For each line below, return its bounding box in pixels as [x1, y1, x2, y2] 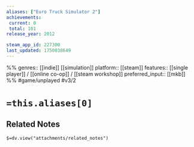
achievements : [6, 14, 42, 20]
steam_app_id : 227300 [6, 42, 61, 48]
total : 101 [8, 25, 36, 32]
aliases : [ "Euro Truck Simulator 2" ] [6, 8, 101, 15]
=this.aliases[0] [6, 98, 93, 109]
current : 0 [8, 20, 36, 26]
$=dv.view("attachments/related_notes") [6, 135, 109, 141]
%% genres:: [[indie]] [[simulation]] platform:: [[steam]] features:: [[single [6, 64, 189, 71]
